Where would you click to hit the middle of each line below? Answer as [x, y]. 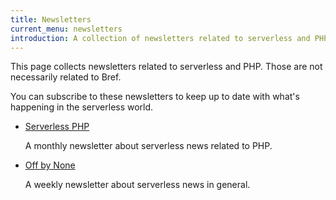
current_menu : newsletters [66, 29]
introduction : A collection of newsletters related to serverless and [160, 38]
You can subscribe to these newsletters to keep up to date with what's [155, 97]
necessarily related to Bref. [66, 77]
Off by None [50, 165]
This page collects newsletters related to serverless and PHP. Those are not [166, 67]
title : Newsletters [51, 19]
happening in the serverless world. [82, 107]
